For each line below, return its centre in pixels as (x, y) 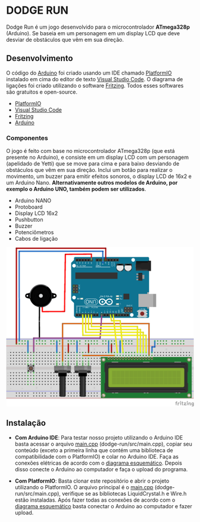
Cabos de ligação (36, 239)
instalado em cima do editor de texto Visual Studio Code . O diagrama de (95, 79)
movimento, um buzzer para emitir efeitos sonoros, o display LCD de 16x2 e (99, 176)
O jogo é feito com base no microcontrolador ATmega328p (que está (90, 151)
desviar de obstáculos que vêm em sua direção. (65, 39)
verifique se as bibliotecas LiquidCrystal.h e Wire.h (124, 493)
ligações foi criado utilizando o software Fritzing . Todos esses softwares (95, 85)
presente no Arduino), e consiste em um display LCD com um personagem (98, 157)
